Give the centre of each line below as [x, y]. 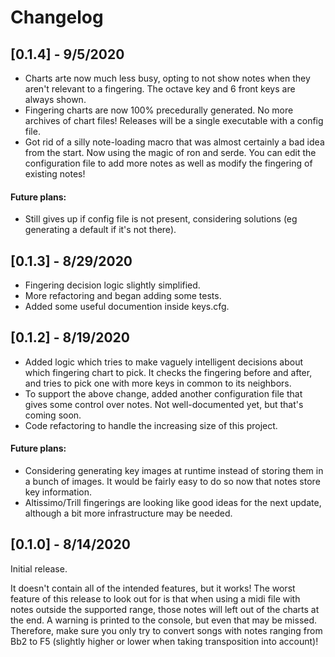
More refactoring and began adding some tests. [123, 296]
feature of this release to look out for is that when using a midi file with [155, 598]
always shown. [55, 99]
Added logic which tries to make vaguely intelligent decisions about [164, 362]
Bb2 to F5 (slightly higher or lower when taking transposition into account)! [164, 641]
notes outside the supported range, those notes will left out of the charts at [165, 609]
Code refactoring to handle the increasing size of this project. [151, 425]
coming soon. [53, 415]
